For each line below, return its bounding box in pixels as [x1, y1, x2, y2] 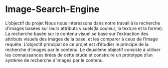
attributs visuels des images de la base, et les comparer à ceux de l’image [5, 36, 158, 42]
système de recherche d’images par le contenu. [5, 57, 104, 63]
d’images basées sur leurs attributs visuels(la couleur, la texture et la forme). [5, 25, 163, 31]
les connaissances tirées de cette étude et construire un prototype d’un [5, 51, 153, 58]
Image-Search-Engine [5, 3, 100, 15]
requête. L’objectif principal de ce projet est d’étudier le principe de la [5, 41, 149, 47]
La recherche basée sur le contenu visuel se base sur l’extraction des [5, 30, 149, 36]
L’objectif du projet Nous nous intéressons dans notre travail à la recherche [5, 20, 160, 26]
